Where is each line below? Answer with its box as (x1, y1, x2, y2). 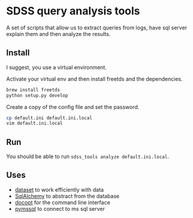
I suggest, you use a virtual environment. (6, 63, 107, 71)
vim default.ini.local (6, 120, 63, 126)
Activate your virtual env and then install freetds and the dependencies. (6, 75, 183, 82)
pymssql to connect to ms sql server (14, 205, 105, 212)
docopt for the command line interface (14, 199, 111, 206)
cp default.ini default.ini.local (6, 115, 93, 121)
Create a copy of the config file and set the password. (6, 103, 140, 110)
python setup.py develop (6, 92, 68, 98)
